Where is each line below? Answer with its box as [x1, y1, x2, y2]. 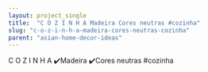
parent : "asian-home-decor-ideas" [8, 33, 123, 42]
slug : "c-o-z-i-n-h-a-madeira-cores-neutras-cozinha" [8, 26, 191, 34]
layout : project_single [8, 11, 87, 20]
